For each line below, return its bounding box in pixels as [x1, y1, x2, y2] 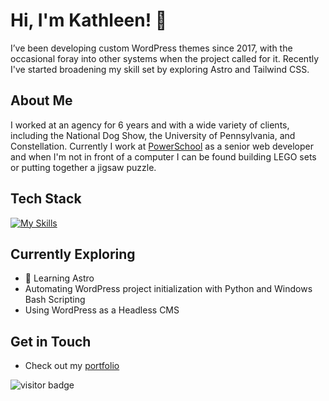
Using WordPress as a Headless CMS [24, 304, 180, 316]
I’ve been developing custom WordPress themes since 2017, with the [10, 42, 293, 54]
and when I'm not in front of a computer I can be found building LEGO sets [10, 150, 317, 163]
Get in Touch [10, 333, 92, 350]
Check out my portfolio [24, 360, 120, 372]
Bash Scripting [24, 294, 86, 306]
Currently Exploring [10, 245, 136, 263]
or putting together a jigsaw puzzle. [10, 161, 157, 173]
